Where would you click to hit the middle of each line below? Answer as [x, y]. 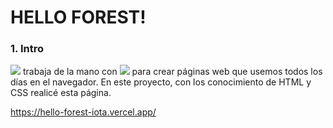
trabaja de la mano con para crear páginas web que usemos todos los [172, 72]
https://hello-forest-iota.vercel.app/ [83, 112]
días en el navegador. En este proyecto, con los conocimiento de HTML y [161, 82]
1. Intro [27, 49]
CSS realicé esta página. [61, 93]
